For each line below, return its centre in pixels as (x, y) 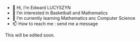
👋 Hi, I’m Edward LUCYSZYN (41, 8)
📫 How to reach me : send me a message (55, 24)
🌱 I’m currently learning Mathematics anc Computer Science (74, 18)
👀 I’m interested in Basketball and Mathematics (60, 13)
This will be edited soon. (30, 35)
